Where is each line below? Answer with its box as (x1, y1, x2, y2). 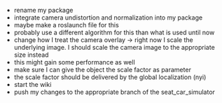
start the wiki (13, 81, 52, 88)
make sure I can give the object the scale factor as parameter (13, 66, 191, 74)
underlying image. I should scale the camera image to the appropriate (13, 43, 215, 51)
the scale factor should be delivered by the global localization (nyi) (13, 73, 207, 81)
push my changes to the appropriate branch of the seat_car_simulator (13, 88, 216, 96)
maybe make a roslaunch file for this (13, 21, 119, 29)
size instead (13, 50, 49, 59)
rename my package (13, 6, 74, 14)
